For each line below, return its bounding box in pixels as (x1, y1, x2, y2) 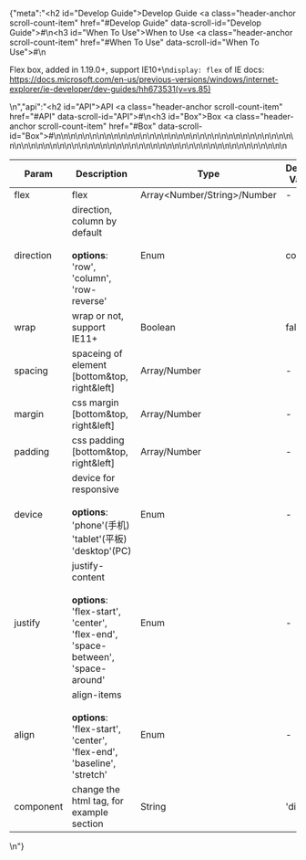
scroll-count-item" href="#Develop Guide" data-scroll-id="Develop (9, 17, 262, 28)
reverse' (71, 295, 107, 307)
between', (71, 651, 116, 663)
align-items (71, 688, 122, 701)
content (71, 571, 105, 583)
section (71, 817, 104, 830)
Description (76, 168, 127, 180)
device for (71, 472, 116, 484)
